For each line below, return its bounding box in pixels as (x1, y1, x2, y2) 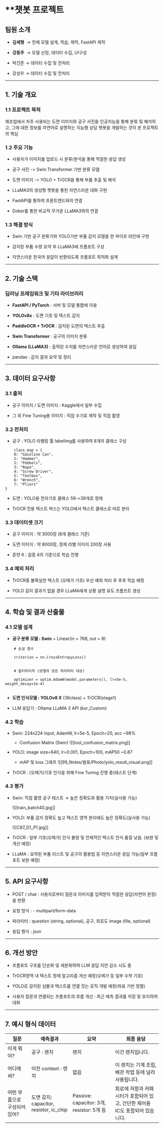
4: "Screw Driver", (14, 469, 54, 474)
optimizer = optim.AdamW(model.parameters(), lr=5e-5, (14, 677, 128, 682)
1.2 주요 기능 (5, 144, 33, 151)
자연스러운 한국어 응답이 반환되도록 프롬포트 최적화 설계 (12, 254, 118, 260)
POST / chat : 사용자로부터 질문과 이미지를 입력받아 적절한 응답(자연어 (12, 891, 146, 897)
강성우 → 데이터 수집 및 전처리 (12, 70, 70, 76)
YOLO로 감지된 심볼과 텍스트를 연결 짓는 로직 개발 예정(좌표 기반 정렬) (12, 983, 145, 989)
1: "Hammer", (14, 456, 41, 461)
